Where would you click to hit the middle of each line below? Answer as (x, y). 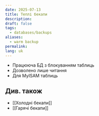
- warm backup (24, 42)
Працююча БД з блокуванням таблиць (53, 65)
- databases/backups (31, 33)
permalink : (16, 46)
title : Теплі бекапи (26, 14)
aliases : (14, 38)
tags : (11, 28)
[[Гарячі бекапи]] (30, 108)
